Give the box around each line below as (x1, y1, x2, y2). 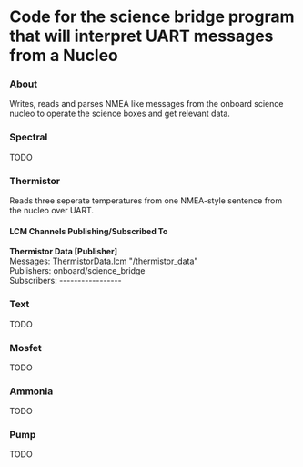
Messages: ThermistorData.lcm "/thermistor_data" (9, 255, 198, 266)
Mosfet (9, 341, 43, 354)
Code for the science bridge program (9, 6, 295, 27)
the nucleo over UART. (9, 205, 94, 216)
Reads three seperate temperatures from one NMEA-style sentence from (9, 195, 283, 206)
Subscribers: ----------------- (9, 275, 122, 286)
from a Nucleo (9, 46, 118, 66)
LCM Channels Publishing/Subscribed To (9, 225, 168, 236)
